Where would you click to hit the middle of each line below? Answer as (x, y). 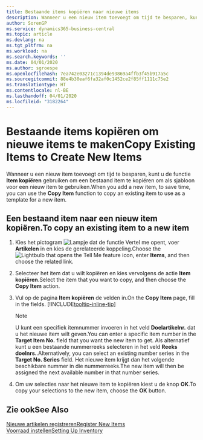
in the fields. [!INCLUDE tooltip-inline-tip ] (65, 304)
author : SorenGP (27, 23)
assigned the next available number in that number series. (87, 372)
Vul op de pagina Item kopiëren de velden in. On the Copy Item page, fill (105, 298)
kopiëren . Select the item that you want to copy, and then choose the (100, 280)
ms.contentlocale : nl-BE (37, 91)
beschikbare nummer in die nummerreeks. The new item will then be (99, 366)
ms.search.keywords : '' (36, 57)
